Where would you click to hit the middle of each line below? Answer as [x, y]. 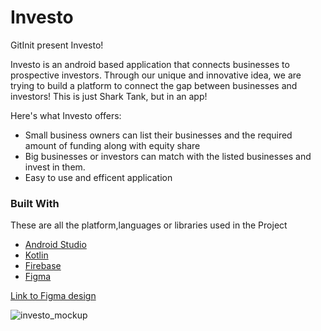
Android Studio [55, 245]
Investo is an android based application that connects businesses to [150, 64]
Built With [35, 203]
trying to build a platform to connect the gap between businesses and [154, 85]
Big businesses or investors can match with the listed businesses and [168, 156]
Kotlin [36, 255]
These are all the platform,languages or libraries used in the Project [149, 225]
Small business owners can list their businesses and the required [158, 135]
